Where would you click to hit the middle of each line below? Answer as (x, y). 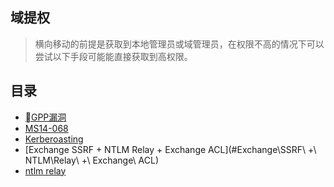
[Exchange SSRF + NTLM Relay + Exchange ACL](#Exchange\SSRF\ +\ (170, 149)
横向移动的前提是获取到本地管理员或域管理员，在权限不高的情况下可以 (179, 44)
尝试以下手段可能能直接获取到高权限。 (113, 56)
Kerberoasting (54, 139)
